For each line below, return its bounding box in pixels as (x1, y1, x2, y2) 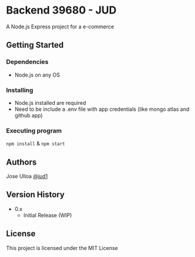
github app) (14, 111, 43, 118)
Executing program (6, 126, 62, 134)
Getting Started (6, 40, 64, 50)
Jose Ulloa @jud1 (6, 173, 48, 180)
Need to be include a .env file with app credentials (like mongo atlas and (14, 106, 190, 113)
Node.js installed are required (14, 99, 86, 106)
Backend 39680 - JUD (6, 4, 117, 17)
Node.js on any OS (14, 71, 60, 78)
